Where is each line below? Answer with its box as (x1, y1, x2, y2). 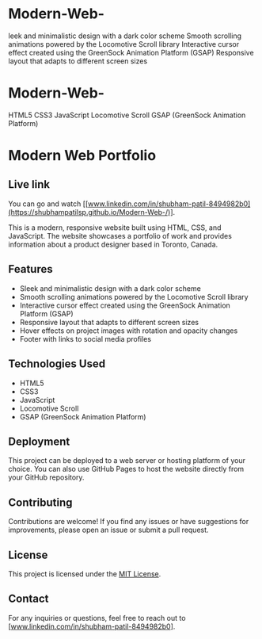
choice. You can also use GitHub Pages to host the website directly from (8, 465, 245, 474)
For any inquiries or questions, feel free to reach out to (8, 613, 186, 622)
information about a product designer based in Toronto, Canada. (8, 239, 218, 249)
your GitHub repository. (8, 473, 85, 482)
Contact (8, 592, 49, 606)
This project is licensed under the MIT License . (8, 568, 161, 579)
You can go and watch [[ (8, 199, 89, 209)
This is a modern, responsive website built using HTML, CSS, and (8, 223, 222, 232)
